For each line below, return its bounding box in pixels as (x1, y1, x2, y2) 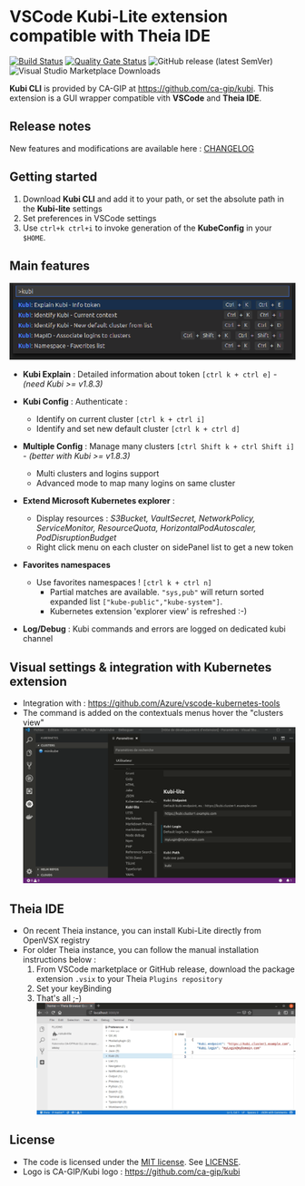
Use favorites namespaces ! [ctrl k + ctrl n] (35, 577, 212, 588)
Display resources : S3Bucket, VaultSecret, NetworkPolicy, (35, 513, 256, 524)
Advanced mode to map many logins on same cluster (35, 478, 236, 489)
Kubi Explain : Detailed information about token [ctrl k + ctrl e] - (22, 369, 278, 380)
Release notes (9, 119, 92, 134)
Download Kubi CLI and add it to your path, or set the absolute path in (22, 193, 284, 204)
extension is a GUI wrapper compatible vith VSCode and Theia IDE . (9, 93, 262, 103)
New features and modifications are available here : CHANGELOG (9, 142, 254, 153)
